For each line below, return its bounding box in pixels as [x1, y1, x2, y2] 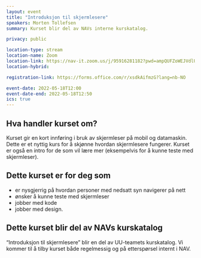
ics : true [6, 96, 31, 102]
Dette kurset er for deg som [6, 171, 111, 181]
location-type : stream [6, 47, 63, 53]
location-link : [6, 58, 44, 64]
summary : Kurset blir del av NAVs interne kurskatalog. [6, 25, 148, 32]
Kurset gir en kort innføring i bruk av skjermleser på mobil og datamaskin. [6, 134, 187, 141]
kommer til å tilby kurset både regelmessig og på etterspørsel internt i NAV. [6, 245, 191, 252]
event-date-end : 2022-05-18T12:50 [6, 91, 93, 97]
